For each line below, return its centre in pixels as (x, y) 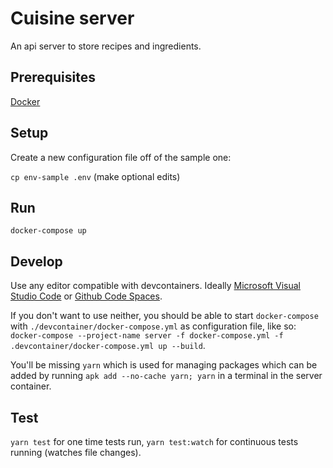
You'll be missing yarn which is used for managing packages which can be (164, 365)
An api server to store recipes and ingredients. (106, 46)
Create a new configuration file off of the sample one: (121, 157)
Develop (36, 261)
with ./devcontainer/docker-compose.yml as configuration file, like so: (153, 326)
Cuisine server (72, 18)
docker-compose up (48, 231)
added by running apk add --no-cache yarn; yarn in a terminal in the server (166, 376)
